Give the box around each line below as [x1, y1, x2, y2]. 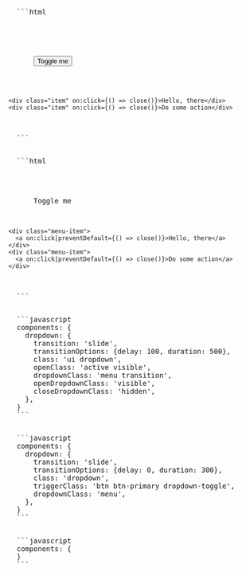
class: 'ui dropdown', [33, 355, 122, 364]
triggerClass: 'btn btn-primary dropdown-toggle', [33, 482, 236, 490]
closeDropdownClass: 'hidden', [33, 387, 156, 396]
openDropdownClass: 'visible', [33, 379, 156, 388]
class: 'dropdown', [33, 474, 110, 482]
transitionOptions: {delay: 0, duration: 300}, [33, 466, 223, 475]
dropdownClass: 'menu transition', [33, 371, 173, 380]
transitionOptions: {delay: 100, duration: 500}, [33, 347, 231, 356]
